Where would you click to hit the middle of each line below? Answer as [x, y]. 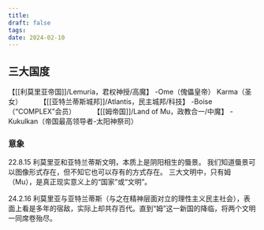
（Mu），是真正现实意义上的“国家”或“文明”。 [80, 182]
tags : [17, 30]
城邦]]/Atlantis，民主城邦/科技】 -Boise [149, 102]
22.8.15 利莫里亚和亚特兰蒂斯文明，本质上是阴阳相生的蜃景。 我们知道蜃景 [128, 162]
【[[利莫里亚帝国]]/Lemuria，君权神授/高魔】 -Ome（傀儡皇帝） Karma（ [127, 92]
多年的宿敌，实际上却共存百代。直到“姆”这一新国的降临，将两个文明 [145, 209]
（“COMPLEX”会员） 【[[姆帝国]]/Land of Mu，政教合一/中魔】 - [121, 112]
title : [19, 15]
